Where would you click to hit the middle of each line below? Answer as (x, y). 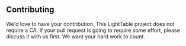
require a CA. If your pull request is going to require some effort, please (93, 30)
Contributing (30, 10)
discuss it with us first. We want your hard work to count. (76, 36)
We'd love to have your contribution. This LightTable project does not (90, 24)
